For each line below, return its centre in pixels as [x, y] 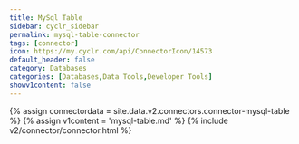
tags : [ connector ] [44, 43]
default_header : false [52, 60]
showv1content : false [50, 85]
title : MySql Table [46, 18]
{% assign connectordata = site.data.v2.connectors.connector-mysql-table [149, 110]
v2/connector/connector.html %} [71, 130]
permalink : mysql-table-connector [75, 34]
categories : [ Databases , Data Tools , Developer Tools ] [111, 77]
